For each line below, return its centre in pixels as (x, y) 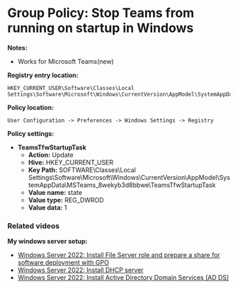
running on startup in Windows (101, 28)
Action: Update (51, 154)
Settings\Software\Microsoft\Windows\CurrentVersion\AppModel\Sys (129, 177)
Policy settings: (31, 133)
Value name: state (55, 192)
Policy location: (31, 107)
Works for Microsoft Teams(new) (66, 61)
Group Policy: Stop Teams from (101, 13)
